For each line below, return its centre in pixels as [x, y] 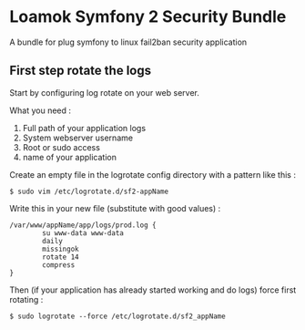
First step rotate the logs [81, 71]
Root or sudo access [61, 147]
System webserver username [78, 138]
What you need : [40, 110]
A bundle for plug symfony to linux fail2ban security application [128, 42]
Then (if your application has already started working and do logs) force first [153, 290]
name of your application [69, 157]
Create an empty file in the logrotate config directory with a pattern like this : [152, 174]
